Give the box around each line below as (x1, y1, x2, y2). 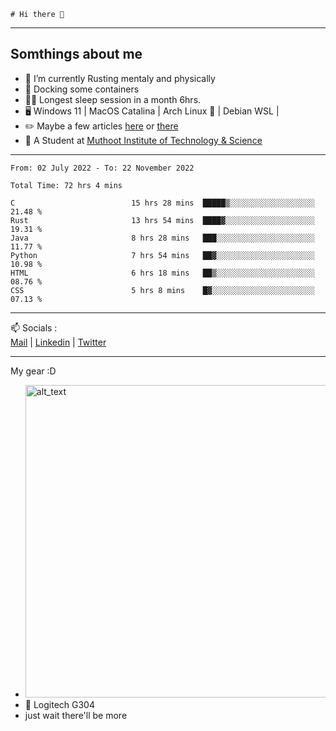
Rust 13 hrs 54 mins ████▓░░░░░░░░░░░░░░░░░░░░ (10, 215, 315, 225)
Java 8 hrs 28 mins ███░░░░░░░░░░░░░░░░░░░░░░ (10, 233, 315, 243)
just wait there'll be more (24, 709, 128, 721)
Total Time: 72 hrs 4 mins (10, 180, 123, 190)
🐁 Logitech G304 (24, 698, 95, 710)
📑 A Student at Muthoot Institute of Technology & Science (24, 134, 263, 146)
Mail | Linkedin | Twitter (10, 336, 107, 348)
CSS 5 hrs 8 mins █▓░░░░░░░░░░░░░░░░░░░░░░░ (10, 285, 315, 295)
